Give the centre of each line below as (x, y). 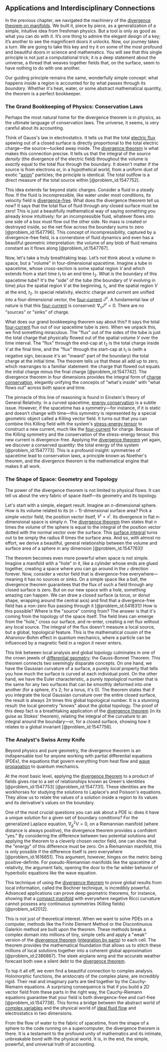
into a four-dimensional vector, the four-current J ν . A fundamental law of (80, 299)
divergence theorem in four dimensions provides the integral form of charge (83, 377)
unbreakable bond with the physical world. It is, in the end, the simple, (77, 1039)
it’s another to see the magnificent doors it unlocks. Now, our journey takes (82, 41)
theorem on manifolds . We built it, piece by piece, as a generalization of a (81, 25)
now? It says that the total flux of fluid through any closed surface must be (82, 206)
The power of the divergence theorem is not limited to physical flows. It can (83, 490)
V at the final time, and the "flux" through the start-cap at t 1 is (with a (76, 350)
